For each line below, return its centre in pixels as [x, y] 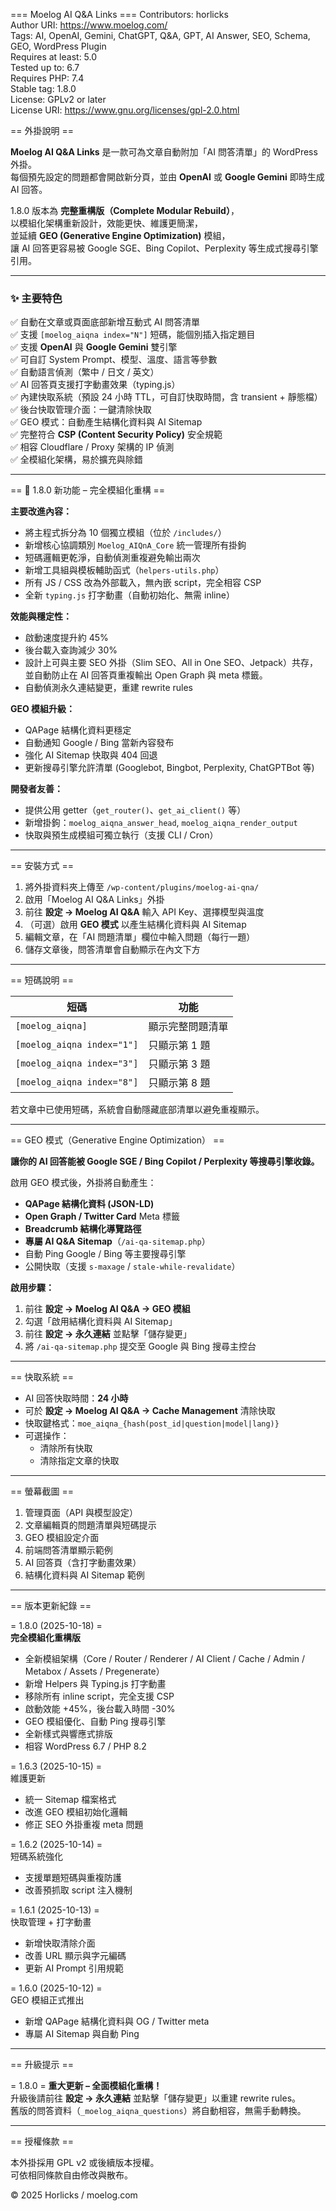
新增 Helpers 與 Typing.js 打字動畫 [95, 1684]
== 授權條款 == [42, 2141]
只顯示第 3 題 [179, 1064]
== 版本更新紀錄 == [51, 1606]
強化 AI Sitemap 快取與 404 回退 [91, 755]
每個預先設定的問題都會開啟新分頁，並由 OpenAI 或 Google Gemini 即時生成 [167, 177]
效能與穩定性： [41, 616]
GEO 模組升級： [43, 709]
